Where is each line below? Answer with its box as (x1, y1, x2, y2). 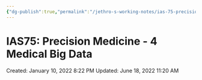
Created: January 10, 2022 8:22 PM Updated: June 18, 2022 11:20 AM (6, 67, 179, 74)
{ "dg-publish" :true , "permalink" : (6, 8, 90, 15)
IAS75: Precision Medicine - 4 (6, 34, 158, 48)
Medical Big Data (6, 47, 93, 60)
